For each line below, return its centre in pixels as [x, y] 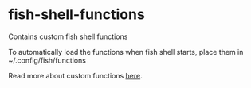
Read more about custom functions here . [75, 75]
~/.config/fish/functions [47, 60]
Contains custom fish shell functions [68, 36]
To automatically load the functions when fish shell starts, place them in [126, 52]
